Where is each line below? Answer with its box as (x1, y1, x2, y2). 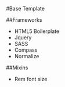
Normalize (14, 53, 39, 59)
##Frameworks (6, 16, 42, 23)
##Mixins (6, 64, 28, 71)
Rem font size (14, 76, 48, 82)
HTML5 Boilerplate (14, 28, 60, 35)
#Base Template (6, 5, 45, 12)
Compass (14, 46, 38, 53)
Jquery (14, 34, 32, 41)
